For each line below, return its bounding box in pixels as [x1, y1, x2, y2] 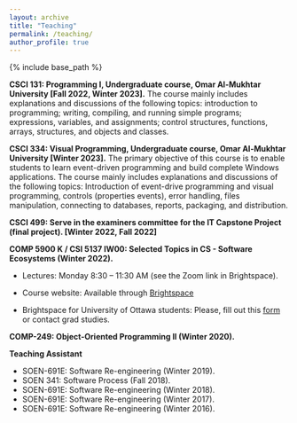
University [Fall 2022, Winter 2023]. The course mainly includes [9, 89, 248, 99]
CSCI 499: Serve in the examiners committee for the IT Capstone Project [9, 217, 282, 228]
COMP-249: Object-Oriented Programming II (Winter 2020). [9, 332, 235, 342]
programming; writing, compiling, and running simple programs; [9, 107, 242, 118]
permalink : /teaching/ [9, 29, 93, 38]
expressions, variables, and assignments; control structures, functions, [9, 117, 269, 128]
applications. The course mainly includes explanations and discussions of [9, 172, 278, 183]
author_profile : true [9, 37, 90, 47]
